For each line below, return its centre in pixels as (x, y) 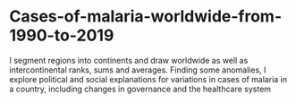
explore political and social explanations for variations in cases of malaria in (148, 79)
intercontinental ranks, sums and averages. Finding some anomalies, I (138, 70)
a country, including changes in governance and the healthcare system (140, 89)
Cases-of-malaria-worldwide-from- (146, 17)
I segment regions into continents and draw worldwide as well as (129, 60)
